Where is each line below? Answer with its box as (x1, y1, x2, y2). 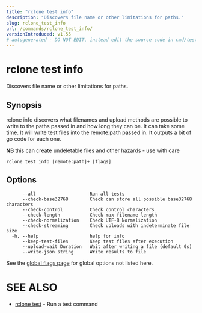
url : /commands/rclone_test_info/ (6, 25, 93, 32)
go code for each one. (6, 135, 61, 142)
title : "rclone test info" (6, 8, 74, 15)
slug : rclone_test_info (6, 20, 66, 26)
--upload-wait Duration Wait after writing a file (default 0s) (22, 243, 192, 250)
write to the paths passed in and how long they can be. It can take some (6, 122, 185, 129)
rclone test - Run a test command (14, 300, 98, 308)
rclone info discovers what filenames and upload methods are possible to (6, 116, 188, 123)
